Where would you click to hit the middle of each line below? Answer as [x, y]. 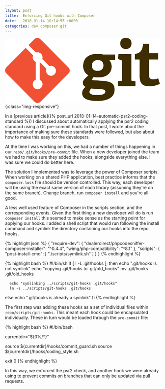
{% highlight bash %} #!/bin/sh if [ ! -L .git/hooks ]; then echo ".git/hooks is [81, 263]
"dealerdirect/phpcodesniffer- [114, 243]
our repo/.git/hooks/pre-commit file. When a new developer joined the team [82, 152]
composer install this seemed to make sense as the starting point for [75, 218]
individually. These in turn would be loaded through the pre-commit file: [77, 318]
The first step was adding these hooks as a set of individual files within [77, 307]
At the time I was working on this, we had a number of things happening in [80, 146]
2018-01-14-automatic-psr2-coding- [111, 116]
